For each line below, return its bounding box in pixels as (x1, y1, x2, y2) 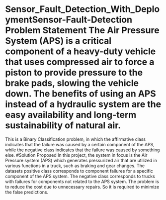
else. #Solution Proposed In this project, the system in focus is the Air (5, 152, 148, 158)
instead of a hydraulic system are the (5, 99, 162, 110)
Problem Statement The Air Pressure (5, 25, 160, 36)
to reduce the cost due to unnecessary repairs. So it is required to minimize (5, 184, 160, 190)
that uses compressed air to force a (5, 56, 155, 68)
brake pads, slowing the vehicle (5, 78, 139, 89)
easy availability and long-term (5, 109, 137, 120)
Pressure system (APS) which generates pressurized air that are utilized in (5, 157, 158, 163)
